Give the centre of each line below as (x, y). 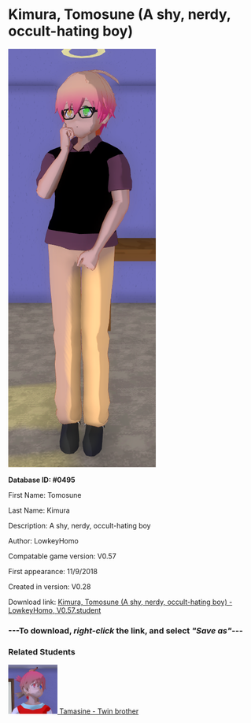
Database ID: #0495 (42, 480)
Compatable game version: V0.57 (62, 556)
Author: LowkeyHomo (43, 540)
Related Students (42, 651)
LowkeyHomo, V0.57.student (55, 610)
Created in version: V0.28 (50, 586)
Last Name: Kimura (39, 510)
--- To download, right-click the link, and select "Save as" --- (126, 630)
